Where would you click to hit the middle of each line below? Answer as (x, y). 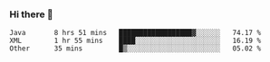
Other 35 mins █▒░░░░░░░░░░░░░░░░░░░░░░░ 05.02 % (135, 49)
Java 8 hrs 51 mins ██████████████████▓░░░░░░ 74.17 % (135, 33)
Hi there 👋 (32, 14)
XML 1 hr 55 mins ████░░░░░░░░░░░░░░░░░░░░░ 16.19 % (135, 41)
